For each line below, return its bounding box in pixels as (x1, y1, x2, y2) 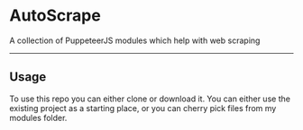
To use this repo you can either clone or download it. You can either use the (9, 93, 291, 104)
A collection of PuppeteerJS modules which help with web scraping (9, 35, 261, 46)
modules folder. (9, 112, 68, 123)
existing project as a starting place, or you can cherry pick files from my (9, 102, 277, 113)
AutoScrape (9, 5, 101, 26)
